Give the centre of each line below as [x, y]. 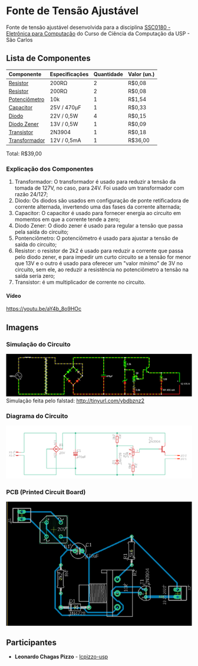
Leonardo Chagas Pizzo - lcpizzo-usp [61, 657]
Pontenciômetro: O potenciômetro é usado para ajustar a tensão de [96, 238]
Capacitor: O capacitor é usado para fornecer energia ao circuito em [98, 213]
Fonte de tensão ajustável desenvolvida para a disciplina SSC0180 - [88, 27]
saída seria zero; [35, 276]
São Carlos [19, 40]
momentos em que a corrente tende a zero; [67, 219]
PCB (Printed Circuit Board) [46, 492]
